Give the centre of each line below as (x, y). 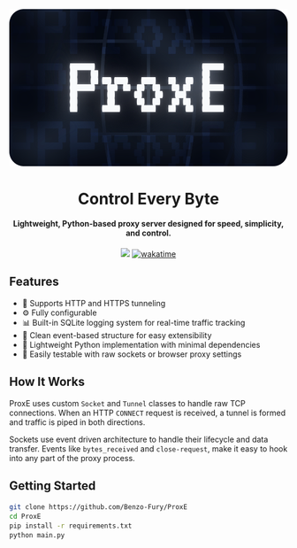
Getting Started (53, 486)
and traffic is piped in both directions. (77, 422)
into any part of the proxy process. (72, 458)
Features (34, 282)
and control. (148, 233)
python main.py (37, 535)
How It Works (47, 382)
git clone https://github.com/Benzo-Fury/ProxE (99, 507)
